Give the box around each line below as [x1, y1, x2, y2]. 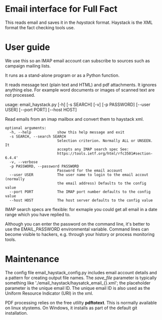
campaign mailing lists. [5, 63, 51, 69]
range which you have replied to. [5, 212, 71, 217]
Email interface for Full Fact [5, 3, 118, 15]
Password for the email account [57, 168, 123, 173]
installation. [5, 310, 28, 316]
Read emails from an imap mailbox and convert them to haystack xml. [5, 116, 144, 122]
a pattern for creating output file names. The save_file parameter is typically [5, 275, 157, 281]
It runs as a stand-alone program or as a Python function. [5, 72, 120, 78]
